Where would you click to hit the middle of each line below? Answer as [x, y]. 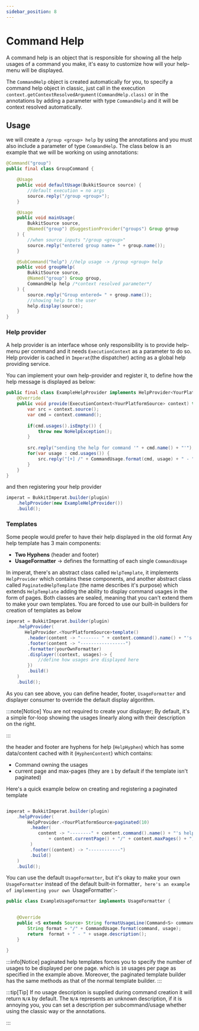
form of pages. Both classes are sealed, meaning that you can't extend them [99, 598]
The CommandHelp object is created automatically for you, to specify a [89, 81]
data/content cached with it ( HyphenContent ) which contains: [79, 753]
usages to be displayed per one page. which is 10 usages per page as [91, 968]
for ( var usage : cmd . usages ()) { [69, 454]
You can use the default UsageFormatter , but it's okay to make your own [93, 878]
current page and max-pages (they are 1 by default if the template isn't [101, 771]
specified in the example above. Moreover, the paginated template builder [96, 975]
